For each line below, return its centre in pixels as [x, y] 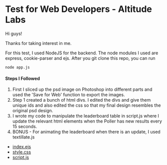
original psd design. [33, 111]
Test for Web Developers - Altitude [79, 9]
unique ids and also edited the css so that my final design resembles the [86, 105]
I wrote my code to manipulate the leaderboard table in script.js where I [86, 116]
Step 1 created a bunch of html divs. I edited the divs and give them [82, 100]
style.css [22, 152]
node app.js [17, 67]
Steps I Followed [22, 78]
